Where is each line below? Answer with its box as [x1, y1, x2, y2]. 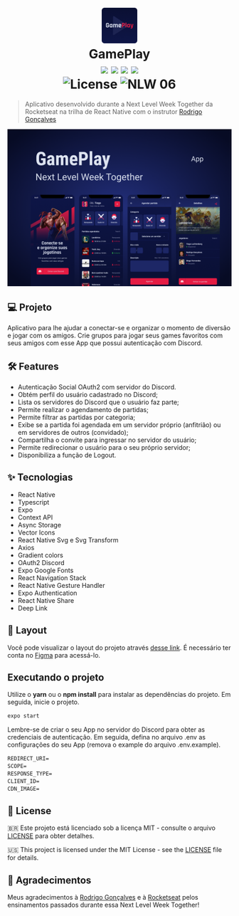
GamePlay [88, 46, 151, 63]
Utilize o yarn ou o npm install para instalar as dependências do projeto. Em [7, 690, 231, 699]
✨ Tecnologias [7, 471, 73, 483]
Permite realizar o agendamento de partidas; [17, 405, 149, 414]
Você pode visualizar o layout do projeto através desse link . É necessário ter [7, 643, 231, 652]
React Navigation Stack [17, 573, 87, 582]
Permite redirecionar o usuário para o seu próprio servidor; [17, 443, 191, 451]
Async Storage [17, 520, 62, 529]
